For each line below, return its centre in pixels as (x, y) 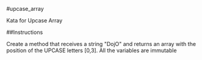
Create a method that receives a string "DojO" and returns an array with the (101, 44)
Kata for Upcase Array (34, 20)
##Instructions (25, 32)
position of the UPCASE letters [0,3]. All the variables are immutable (92, 50)
